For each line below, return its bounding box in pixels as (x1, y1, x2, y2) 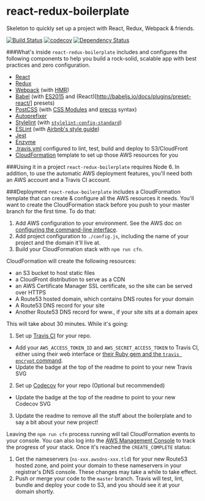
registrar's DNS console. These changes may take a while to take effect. (15, 468, 198, 475)
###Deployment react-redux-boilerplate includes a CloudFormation (6, 188, 181, 195)
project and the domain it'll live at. (15, 239, 101, 246)
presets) (33, 99, 55, 107)
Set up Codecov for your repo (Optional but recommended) (15, 382, 165, 389)
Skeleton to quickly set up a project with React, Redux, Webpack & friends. (6, 24, 195, 32)
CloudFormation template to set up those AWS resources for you (15, 151, 179, 159)
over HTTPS (15, 288, 47, 296)
